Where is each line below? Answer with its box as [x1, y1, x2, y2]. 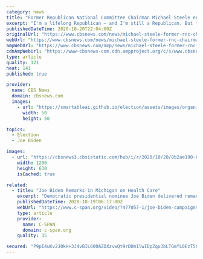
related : [6, 182, 28, 188]
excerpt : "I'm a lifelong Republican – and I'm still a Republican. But [6, 20, 193, 26]
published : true [6, 71, 47, 77]
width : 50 [22, 110, 47, 116]
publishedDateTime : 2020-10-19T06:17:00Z [17, 199, 123, 205]
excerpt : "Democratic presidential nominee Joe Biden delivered [17, 193, 182, 200]
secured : [6, 243, 28, 250]
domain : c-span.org [22, 227, 71, 233]
